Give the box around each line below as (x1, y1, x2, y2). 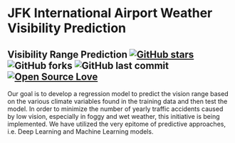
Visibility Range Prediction (7, 48, 128, 60)
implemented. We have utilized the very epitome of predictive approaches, (7, 120, 226, 128)
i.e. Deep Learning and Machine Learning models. (7, 127, 154, 136)
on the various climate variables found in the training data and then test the (7, 97, 228, 105)
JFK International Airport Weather (7, 5, 213, 21)
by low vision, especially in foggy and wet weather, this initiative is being (7, 112, 220, 120)
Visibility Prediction (7, 20, 127, 36)
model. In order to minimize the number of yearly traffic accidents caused (7, 105, 224, 113)
